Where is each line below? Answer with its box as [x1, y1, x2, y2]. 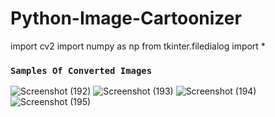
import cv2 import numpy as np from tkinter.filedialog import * [10, 40, 266, 52]
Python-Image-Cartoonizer [10, 7, 242, 30]
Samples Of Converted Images [10, 65, 153, 76]
